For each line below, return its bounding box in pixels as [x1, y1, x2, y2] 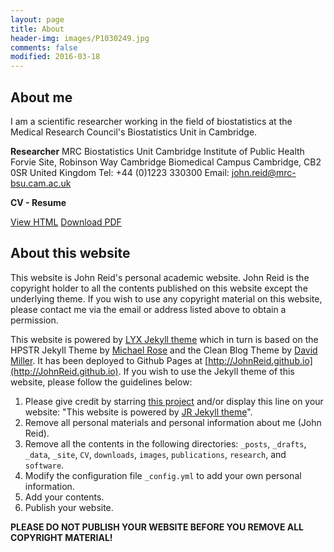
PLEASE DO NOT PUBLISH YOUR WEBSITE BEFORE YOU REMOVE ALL [10, 521, 304, 533]
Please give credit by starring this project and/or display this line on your [24, 395, 324, 407]
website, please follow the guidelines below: [10, 376, 193, 388]
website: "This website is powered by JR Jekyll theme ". [24, 406, 253, 418]
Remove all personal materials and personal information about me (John [24, 416, 322, 428]
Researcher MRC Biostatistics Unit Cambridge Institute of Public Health [10, 145, 305, 157]
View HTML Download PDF [10, 216, 122, 228]
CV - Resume [10, 196, 67, 208]
